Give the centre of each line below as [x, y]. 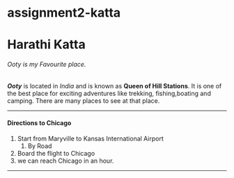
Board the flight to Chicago [56, 153]
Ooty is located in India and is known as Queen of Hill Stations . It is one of [115, 86]
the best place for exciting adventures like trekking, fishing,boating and [109, 93]
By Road [40, 146]
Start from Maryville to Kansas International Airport [90, 138]
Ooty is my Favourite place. [47, 64]
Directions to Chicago [39, 123]
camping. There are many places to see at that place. [84, 100]
